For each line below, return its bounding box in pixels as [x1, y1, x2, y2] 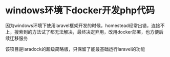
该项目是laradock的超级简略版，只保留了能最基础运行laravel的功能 [5, 46, 145, 52]
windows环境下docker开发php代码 [5, 5, 155, 16]
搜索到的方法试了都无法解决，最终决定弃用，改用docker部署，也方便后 [14, 28, 164, 35]
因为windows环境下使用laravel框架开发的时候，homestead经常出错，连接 [5, 22, 160, 28]
